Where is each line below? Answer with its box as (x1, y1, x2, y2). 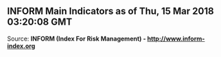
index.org (7, 41, 36, 50)
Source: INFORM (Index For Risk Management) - (7, 34, 146, 43)
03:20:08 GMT (7, 16, 73, 28)
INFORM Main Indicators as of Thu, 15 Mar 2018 (7, 5, 214, 17)
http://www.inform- (147, 34, 205, 43)
